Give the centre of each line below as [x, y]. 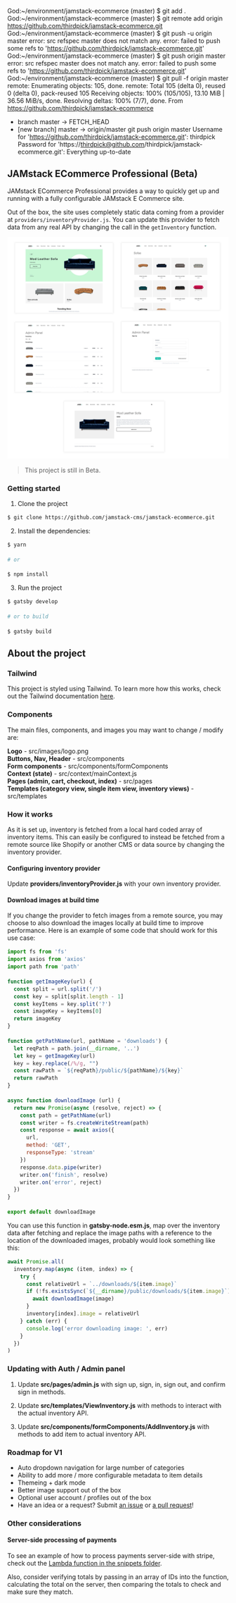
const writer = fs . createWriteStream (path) [85, 1123]
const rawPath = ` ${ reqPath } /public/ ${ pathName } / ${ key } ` [99, 1071]
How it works [30, 814]
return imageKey [37, 1019]
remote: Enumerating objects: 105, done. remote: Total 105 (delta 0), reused [117, 86]
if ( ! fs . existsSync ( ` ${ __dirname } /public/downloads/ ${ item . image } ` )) [130, 1292]
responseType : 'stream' [61, 1153]
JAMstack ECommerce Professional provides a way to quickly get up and [113, 191]
